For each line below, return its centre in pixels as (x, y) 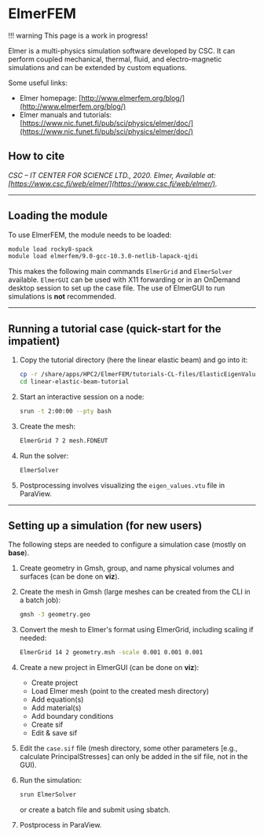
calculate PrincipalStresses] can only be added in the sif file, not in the (134, 757)
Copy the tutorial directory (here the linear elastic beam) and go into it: (134, 360)
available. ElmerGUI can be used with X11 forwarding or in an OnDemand (125, 280)
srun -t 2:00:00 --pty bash (65, 411)
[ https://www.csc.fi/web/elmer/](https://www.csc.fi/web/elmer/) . (113, 183)
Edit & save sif (54, 733)
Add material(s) (56, 708)
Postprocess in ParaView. (60, 824)
